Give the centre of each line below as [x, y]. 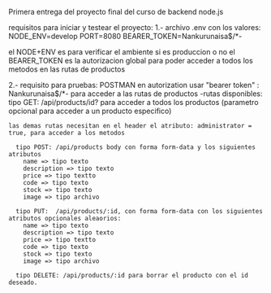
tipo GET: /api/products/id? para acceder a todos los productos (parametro [133, 102]
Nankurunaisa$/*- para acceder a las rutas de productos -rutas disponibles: [135, 94]
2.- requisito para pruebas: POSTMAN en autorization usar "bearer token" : [134, 85]
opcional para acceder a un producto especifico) [90, 111]
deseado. [23, 282]
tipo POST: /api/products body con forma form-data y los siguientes [135, 147]
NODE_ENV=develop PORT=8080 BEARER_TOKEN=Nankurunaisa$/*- [125, 36]
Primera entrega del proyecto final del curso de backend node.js [116, 12]
